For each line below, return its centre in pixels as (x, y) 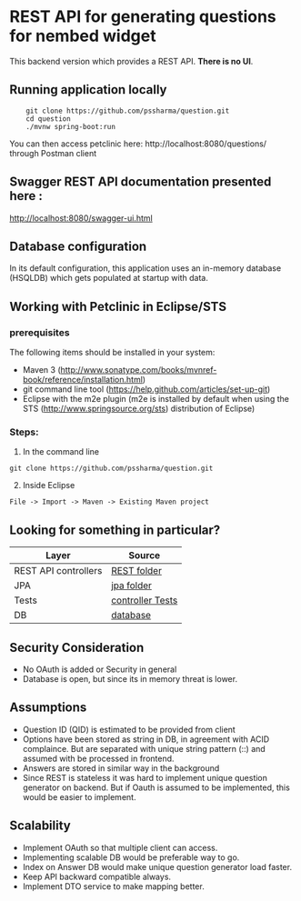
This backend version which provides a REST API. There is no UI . (131, 61)
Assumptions (48, 708)
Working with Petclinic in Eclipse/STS (118, 306)
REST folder (136, 571)
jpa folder (131, 586)
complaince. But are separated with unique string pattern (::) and (144, 748)
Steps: (24, 432)
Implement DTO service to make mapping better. (113, 886)
